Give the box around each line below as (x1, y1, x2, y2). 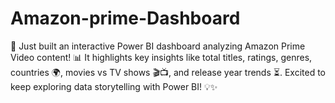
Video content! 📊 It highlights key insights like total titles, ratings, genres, (10, 51, 313, 63)
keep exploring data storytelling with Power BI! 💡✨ (10, 80, 218, 92)
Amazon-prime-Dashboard (10, 7, 241, 30)
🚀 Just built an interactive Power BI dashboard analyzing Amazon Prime (10, 40, 306, 52)
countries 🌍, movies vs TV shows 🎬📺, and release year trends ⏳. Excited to (10, 66, 326, 78)
